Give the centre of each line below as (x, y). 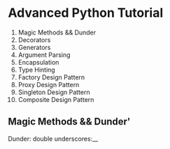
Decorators (34, 39)
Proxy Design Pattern (49, 84)
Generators (34, 47)
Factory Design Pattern (51, 77)
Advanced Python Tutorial (86, 13)
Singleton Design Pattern (54, 92)
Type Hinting (36, 70)
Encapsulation (38, 62)
